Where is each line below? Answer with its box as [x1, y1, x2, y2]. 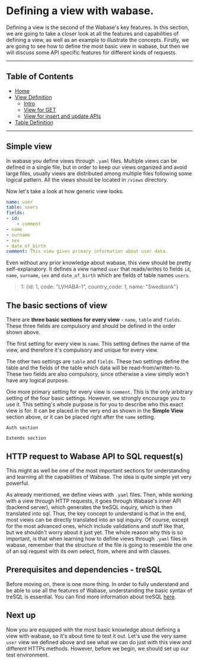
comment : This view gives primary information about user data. [6, 249, 168, 255]
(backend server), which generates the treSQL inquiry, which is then [6, 503, 173, 510]
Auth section [6, 425, 38, 431]
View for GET [23, 106, 56, 113]
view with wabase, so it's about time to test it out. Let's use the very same [6, 632, 187, 639]
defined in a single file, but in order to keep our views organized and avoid [6, 163, 188, 170]
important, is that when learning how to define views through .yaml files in [6, 535, 187, 542]
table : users [6, 204, 38, 211]
